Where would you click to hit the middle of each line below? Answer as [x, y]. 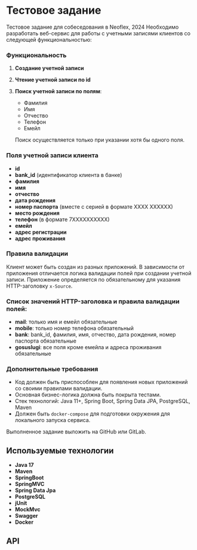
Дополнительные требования [52, 369]
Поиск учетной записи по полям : [58, 91]
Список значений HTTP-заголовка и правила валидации [93, 301]
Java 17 [24, 465]
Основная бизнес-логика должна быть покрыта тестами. [88, 395]
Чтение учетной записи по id [53, 80]
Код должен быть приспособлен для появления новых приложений [101, 382]
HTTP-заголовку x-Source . [39, 286]
